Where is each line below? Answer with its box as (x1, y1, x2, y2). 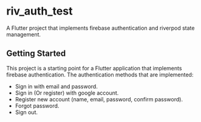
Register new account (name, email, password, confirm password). (15, 95, 183, 103)
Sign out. (15, 108, 38, 116)
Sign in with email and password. (15, 83, 98, 90)
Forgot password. (15, 102, 60, 109)
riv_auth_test (6, 4, 73, 18)
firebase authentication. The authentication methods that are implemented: (6, 71, 194, 78)
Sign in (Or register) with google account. (15, 89, 119, 97)
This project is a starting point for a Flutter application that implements (6, 64, 182, 72)
